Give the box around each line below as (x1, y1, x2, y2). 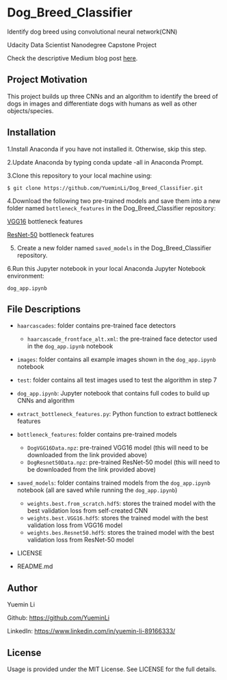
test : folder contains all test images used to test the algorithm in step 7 (16, 376, 217, 385)
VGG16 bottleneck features (7, 217, 83, 226)
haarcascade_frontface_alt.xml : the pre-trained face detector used (27, 335, 217, 343)
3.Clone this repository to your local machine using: (7, 171, 152, 180)
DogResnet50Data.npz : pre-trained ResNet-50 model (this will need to (27, 458, 220, 467)
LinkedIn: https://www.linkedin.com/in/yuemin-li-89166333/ (7, 627, 176, 635)
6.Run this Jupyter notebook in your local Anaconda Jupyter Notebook (7, 264, 206, 272)
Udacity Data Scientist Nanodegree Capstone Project (7, 40, 157, 49)
